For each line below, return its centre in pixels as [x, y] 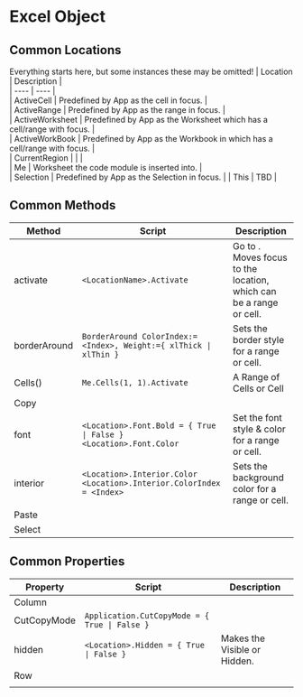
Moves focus [260, 257]
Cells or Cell [258, 388]
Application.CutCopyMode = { [147, 615]
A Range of [257, 376]
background [258, 478]
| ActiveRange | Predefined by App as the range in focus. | [117, 110]
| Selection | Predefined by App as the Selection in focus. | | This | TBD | [143, 177]
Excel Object [58, 17]
